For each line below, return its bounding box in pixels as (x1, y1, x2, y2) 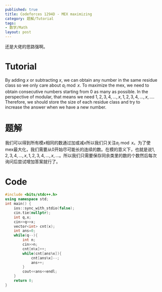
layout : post (5, 30, 32, 35)
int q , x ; (14, 215, 32, 219)
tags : (5, 20, 16, 26)
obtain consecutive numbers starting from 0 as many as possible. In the (5, 89, 148, 94)
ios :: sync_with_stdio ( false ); (14, 206, 75, 211)
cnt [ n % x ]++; (22, 246, 47, 251)
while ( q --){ (14, 233, 38, 238)
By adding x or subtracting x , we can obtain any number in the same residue (5, 77, 158, 83)
